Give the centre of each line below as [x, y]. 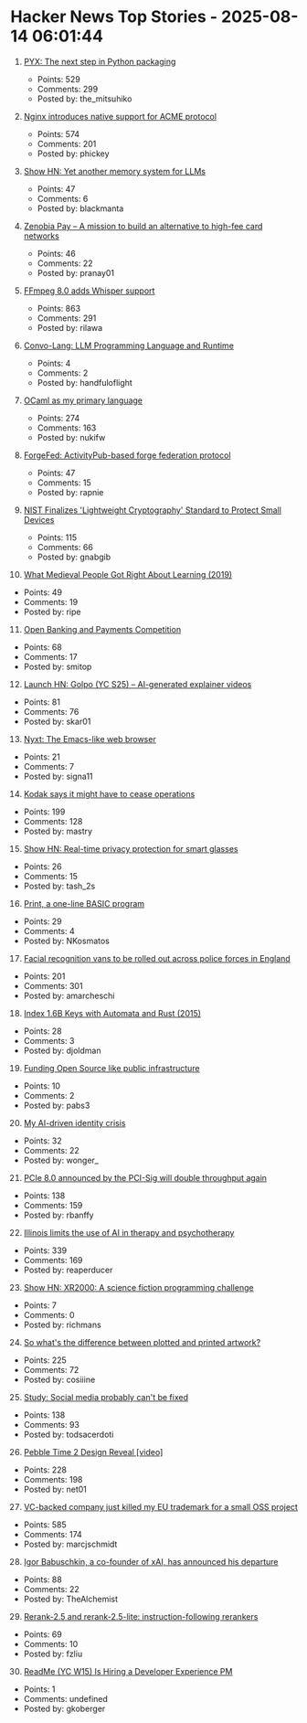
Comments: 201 [67, 144]
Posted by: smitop [58, 666]
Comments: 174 [53, 1534]
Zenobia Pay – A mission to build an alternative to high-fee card [143, 226]
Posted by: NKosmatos [67, 941]
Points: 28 [42, 1031]
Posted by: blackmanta [80, 208]
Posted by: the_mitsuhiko [85, 99]
